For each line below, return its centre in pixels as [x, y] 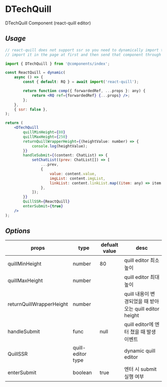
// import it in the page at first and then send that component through [83, 55]
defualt [109, 245]
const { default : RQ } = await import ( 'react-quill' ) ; [81, 82]
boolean [82, 373]
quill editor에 [139, 324]
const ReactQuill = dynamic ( [35, 73]
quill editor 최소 [142, 261]
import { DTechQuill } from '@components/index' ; [58, 64]
